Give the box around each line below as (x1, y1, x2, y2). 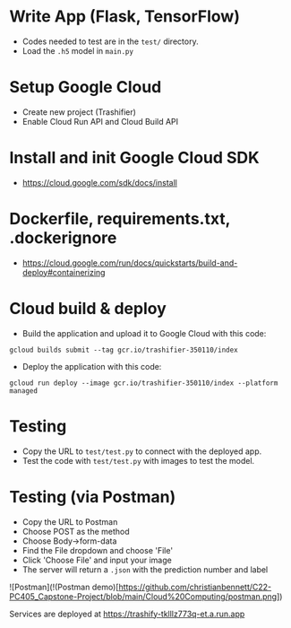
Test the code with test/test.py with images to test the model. (21, 455, 255, 466)
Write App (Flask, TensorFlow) (9, 6, 240, 27)
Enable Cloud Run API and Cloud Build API (21, 116, 179, 126)
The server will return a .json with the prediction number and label (21, 563, 269, 575)
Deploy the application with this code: (21, 361, 162, 371)
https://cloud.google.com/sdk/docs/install (21, 177, 177, 188)
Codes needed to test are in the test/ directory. (21, 36, 199, 47)
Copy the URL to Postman (21, 516, 118, 527)
